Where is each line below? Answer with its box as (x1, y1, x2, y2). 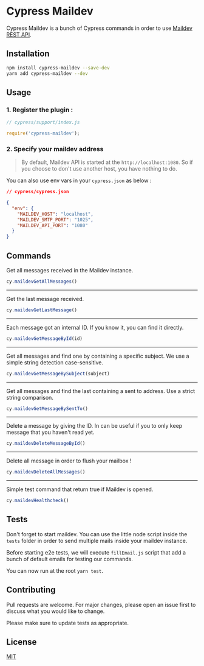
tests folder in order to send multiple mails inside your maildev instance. (6, 537, 188, 544)
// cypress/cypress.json (6, 189, 69, 195)
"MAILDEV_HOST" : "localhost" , (17, 211, 94, 217)
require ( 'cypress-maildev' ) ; (6, 130, 80, 136)
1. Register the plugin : (6, 105, 73, 114)
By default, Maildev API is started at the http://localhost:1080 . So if (21, 158, 193, 166)
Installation (6, 49, 50, 59)
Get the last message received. (6, 295, 84, 302)
